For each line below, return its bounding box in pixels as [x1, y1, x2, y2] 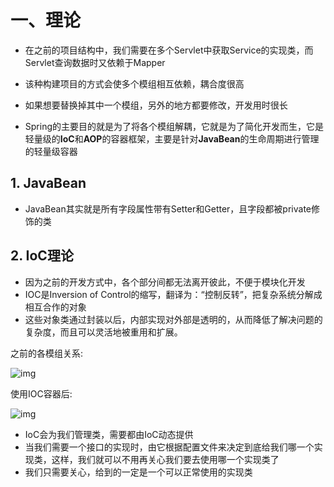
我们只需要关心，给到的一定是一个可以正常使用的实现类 [24, 466, 253, 478]
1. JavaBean [10, 175, 87, 192]
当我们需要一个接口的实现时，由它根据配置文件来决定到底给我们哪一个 [24, 441, 315, 453]
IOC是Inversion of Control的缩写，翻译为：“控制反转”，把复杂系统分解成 [24, 288, 323, 300]
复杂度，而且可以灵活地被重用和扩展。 [24, 326, 183, 338]
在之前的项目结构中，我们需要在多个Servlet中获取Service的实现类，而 [24, 44, 314, 56]
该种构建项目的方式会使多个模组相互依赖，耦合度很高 [24, 77, 245, 90]
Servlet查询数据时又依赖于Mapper [24, 56, 166, 68]
